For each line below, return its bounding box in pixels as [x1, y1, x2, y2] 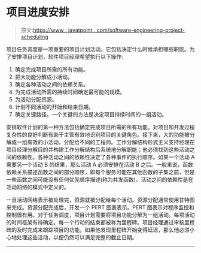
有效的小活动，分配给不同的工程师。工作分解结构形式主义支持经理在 [26, 138, 195, 146]
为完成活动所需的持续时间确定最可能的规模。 [14, 88, 126, 95]
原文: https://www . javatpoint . [20, 26, 96, 34]
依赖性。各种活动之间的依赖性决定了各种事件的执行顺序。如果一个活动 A [16, 153, 195, 161]
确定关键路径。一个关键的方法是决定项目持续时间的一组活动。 [14, 110, 167, 118]
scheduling [20, 33, 49, 40]
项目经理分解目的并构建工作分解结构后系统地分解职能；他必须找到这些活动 [6, 146, 190, 153]
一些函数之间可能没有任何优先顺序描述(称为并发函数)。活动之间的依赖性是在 [6, 176, 194, 183]
